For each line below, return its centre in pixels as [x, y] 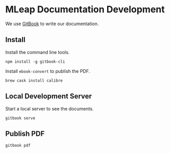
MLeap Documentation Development [85, 9]
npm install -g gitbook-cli [35, 62]
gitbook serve [20, 118]
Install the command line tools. [38, 52]
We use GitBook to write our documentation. [52, 24]
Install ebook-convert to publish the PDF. [48, 71]
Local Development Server [49, 96]
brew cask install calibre [34, 81]
